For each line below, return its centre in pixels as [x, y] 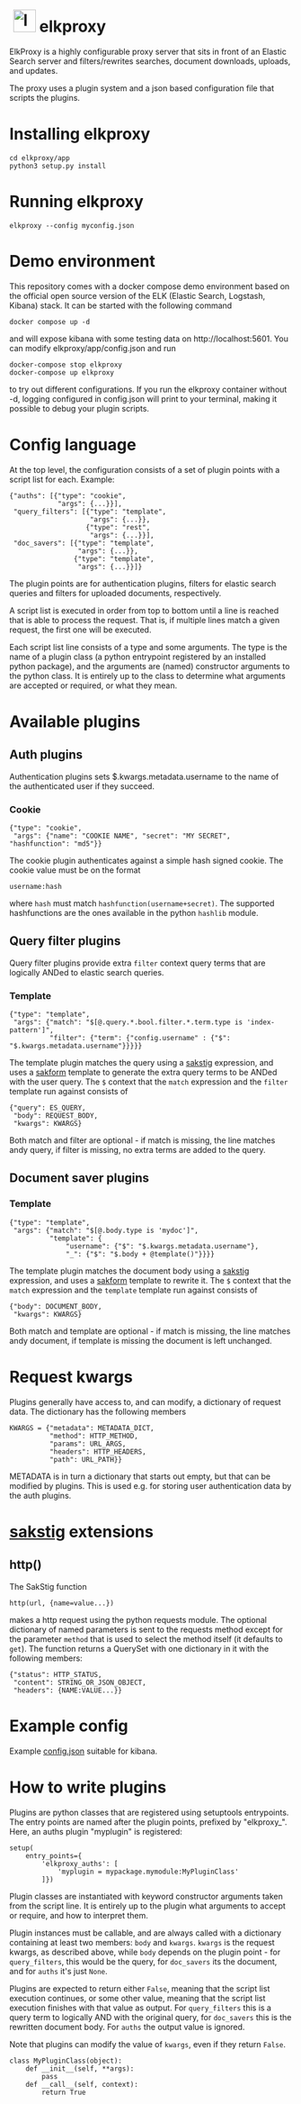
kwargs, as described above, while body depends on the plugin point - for [145, 1952]
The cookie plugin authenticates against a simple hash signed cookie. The [146, 860]
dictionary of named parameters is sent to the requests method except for [146, 1629]
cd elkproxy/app [40, 158]
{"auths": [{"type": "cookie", [68, 495]
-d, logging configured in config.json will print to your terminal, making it [143, 399]
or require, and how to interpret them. [79, 1915]
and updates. [34, 70]
